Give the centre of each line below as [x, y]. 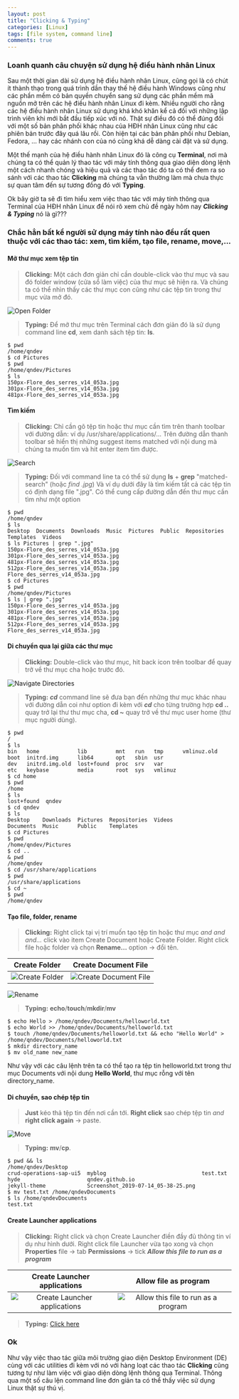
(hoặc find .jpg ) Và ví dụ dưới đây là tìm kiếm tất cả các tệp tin [140, 484]
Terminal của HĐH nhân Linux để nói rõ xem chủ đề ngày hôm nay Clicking [118, 206]
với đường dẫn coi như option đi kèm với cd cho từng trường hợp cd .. [127, 704]
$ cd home [22, 776]
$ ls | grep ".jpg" [36, 599]
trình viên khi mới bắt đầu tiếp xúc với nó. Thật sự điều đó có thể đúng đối [116, 119]
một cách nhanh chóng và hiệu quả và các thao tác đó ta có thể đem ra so [116, 170]
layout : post [27, 14]
